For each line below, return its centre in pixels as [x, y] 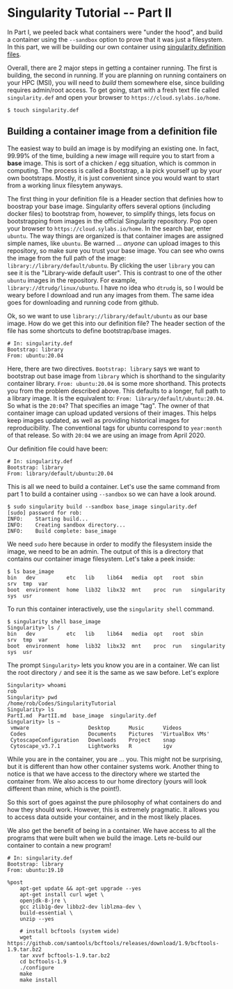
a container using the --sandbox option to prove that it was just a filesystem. [115, 39]
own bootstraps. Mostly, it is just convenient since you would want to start [113, 178]
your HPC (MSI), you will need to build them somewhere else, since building [116, 82]
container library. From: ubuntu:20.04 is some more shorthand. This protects [116, 383]
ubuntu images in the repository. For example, [72, 280]
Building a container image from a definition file [112, 131]
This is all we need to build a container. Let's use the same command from [114, 486]
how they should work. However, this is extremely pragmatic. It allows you [113, 809]
